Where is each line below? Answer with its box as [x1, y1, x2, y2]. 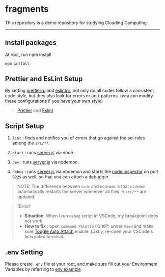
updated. [17, 194, 36, 200]
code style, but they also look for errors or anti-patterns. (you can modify [5, 93, 153, 99]
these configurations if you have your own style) [5, 98, 103, 104]
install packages [5, 38, 56, 47]
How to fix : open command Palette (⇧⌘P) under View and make [24, 223, 154, 229]
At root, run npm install [5, 52, 52, 57]
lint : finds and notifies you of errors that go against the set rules [12, 135, 145, 141]
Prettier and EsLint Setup [5, 75, 83, 83]
